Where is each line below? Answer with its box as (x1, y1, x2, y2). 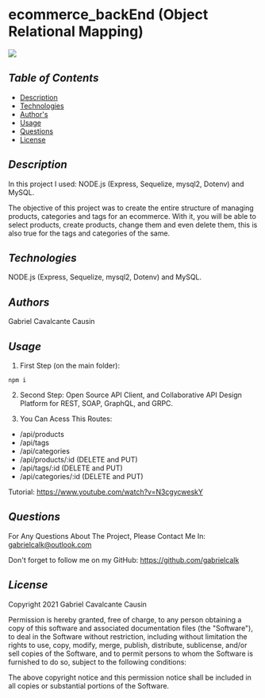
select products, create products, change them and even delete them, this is (8, 220, 258, 229)
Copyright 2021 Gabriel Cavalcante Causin (8, 599, 147, 609)
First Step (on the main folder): (19, 361, 121, 370)
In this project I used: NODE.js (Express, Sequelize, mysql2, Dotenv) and (8, 179, 244, 189)
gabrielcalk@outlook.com (8, 540, 92, 549)
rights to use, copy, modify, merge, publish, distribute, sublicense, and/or (8, 640, 248, 649)
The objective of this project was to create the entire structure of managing (8, 203, 254, 213)
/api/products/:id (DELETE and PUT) (19, 455, 138, 464)
